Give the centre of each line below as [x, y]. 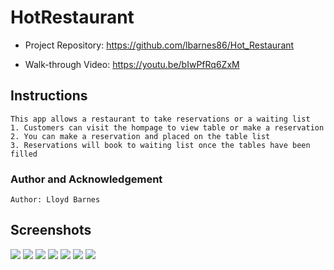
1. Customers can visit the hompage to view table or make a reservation [167, 127]
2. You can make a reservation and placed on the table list [140, 136]
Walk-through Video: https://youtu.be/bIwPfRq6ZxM [132, 64]
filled [24, 154]
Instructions [49, 96]
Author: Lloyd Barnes [55, 200]
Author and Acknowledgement [86, 179]
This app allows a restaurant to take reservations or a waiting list [160, 119]
